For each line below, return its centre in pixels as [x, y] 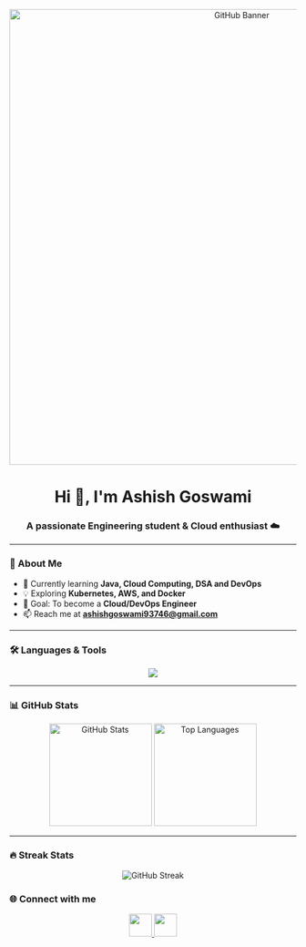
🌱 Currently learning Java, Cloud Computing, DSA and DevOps [142, 583]
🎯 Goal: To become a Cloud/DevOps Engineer [110, 603]
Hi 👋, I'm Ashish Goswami [153, 497]
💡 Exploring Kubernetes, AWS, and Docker [104, 593]
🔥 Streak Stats [42, 855]
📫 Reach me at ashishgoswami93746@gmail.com [120, 613]
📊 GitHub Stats [44, 705]
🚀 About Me [36, 563]
